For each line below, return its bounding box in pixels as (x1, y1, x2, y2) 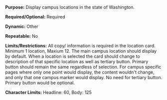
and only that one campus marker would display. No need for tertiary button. (5, 75, 163, 80)
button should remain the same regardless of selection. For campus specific (5, 64, 162, 70)
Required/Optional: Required (5, 14, 66, 19)
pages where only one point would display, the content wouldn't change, (5, 69, 155, 75)
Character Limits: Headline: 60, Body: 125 (5, 90, 92, 95)
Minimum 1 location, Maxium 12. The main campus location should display (5, 48, 157, 54)
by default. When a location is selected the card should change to (5, 53, 141, 59)
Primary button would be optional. (5, 80, 75, 86)
